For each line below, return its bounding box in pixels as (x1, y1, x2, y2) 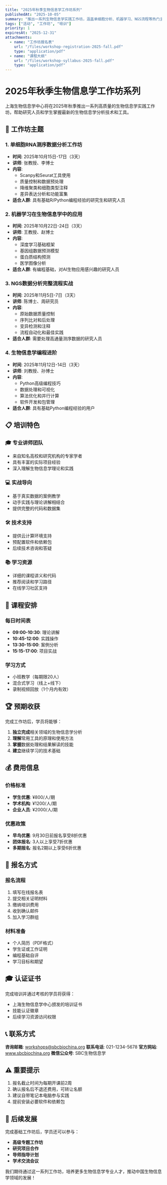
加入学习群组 (12, 914, 39, 920)
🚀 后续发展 (5, 1114, 37, 1123)
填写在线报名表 (12, 889, 43, 895)
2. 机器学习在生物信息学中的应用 (5, 211, 83, 218)
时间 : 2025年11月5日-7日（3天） (12, 292, 79, 298)
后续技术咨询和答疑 (12, 545, 52, 551)
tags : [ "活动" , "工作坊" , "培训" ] (5, 21, 72, 26)
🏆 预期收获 (5, 702, 41, 711)
